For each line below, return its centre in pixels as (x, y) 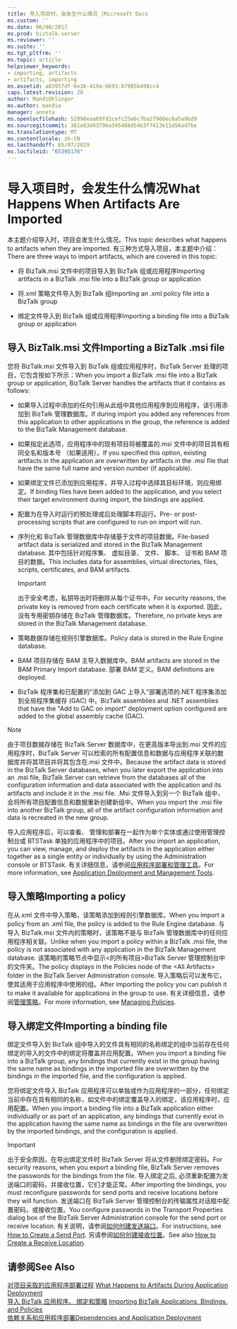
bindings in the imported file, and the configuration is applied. (97, 1076)
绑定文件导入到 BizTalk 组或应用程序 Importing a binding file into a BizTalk (123, 315)
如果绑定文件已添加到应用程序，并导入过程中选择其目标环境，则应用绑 (120, 482)
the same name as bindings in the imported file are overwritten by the (108, 1069)
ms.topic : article (34, 60)
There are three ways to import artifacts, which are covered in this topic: (112, 256)
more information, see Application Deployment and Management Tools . (111, 872)
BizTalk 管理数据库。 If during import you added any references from (130, 414)
